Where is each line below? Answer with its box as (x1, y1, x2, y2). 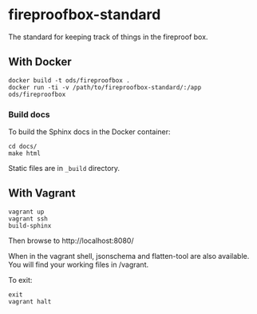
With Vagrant (8, 186, 76, 201)
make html (8, 149, 42, 157)
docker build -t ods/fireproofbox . (8, 76, 130, 85)
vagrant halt (8, 297, 52, 305)
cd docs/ (8, 142, 38, 151)
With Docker (8, 55, 72, 69)
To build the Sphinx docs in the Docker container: (8, 127, 171, 137)
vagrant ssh (8, 214, 48, 223)
